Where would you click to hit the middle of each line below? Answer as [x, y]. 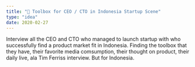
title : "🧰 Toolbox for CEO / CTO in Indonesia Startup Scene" [83, 11]
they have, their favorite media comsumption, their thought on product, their [97, 52]
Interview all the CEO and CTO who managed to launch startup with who [93, 39]
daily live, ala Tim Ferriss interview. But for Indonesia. [70, 58]
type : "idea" [22, 17]
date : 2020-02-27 [27, 22]
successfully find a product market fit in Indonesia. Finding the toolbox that [97, 45]
